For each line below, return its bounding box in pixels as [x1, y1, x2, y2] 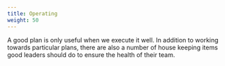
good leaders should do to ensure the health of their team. [7, 50, 175, 59]
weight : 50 [7, 17, 39, 24]
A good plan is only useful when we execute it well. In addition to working [7, 35, 219, 44]
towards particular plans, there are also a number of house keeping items [7, 43, 218, 51]
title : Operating [7, 10, 58, 17]
